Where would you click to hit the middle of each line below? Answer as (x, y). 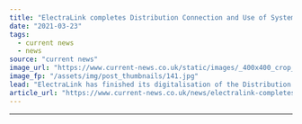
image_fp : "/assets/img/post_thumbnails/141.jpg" (104, 76)
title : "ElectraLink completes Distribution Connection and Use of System (152, 18)
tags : (19, 34)
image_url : (30, 68)
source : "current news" (54, 59)
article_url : (34, 93)
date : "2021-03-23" (46, 26)
